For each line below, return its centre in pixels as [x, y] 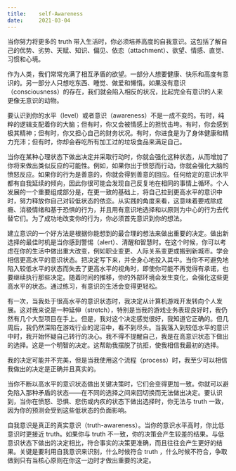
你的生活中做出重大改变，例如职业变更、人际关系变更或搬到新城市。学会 [124, 251]
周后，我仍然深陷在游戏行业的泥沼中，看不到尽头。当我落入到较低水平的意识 [118, 327]
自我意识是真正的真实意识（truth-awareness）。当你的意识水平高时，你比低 [116, 425]
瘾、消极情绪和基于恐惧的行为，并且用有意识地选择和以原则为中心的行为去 [115, 209]
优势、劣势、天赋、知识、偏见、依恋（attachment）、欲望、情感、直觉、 [124, 50]
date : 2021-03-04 [39, 20]
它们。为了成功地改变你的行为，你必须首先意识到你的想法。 [99, 218]
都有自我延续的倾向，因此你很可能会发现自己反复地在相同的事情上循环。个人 [118, 183]
